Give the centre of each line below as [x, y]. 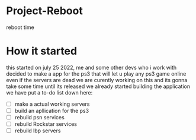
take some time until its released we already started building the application [98, 86]
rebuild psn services [40, 117]
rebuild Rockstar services [46, 124]
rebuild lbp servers [38, 131]
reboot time [20, 27]
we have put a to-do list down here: [49, 92]
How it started [42, 51]
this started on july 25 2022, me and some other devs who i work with [91, 67]
